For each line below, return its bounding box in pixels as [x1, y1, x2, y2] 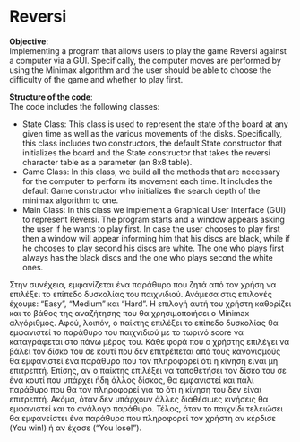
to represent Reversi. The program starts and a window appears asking [21, 214, 285, 225]
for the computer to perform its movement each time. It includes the [21, 175, 273, 186]
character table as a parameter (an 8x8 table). [21, 156, 193, 167]
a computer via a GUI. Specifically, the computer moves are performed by [9, 55, 282, 66]
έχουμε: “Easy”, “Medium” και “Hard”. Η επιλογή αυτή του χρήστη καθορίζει [9, 298, 292, 309]
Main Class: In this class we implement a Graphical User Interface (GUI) [21, 204, 287, 215]
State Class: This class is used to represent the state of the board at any [21, 119, 288, 129]
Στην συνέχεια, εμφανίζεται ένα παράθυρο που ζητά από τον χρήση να [9, 278, 277, 289]
